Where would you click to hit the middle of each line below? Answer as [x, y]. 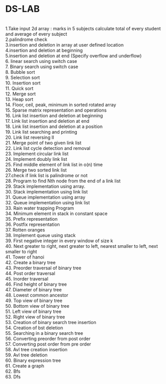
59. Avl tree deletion [26, 355]
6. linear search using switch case [41, 61]
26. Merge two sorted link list [36, 170]
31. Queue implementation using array [45, 197]
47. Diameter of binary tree [34, 289]
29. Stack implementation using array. [45, 186]
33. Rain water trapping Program [40, 208]
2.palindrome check [26, 39]
